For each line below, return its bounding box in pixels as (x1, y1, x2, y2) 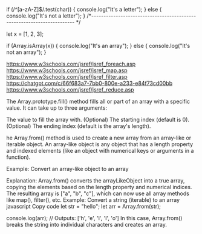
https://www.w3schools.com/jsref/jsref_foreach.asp (6, 61, 136, 67)
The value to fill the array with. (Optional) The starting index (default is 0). (6, 116, 189, 123)
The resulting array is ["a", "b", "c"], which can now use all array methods (6, 190, 189, 197)
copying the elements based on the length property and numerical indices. (6, 184, 192, 190)
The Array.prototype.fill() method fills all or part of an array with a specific (6, 98, 191, 105)
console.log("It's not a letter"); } (6, 12, 86, 19)
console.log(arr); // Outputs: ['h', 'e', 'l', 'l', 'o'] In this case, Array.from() (6, 215, 183, 221)
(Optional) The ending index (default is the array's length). (6, 122, 151, 130)
